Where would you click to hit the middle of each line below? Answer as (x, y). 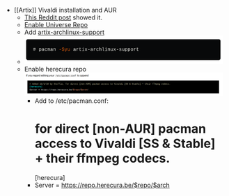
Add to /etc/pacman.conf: (72, 101)
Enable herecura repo (55, 69)
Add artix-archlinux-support (64, 32)
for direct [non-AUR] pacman (120, 129)
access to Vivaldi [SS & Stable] (125, 144)
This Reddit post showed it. (63, 17)
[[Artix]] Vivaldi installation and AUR (65, 10)
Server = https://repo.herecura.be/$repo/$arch (102, 185)
